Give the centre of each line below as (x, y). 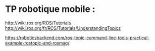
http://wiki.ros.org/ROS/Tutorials (38, 23)
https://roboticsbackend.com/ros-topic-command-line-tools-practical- (77, 38)
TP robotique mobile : (50, 9)
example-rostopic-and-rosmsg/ (37, 43)
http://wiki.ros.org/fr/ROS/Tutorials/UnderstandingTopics (63, 28)
